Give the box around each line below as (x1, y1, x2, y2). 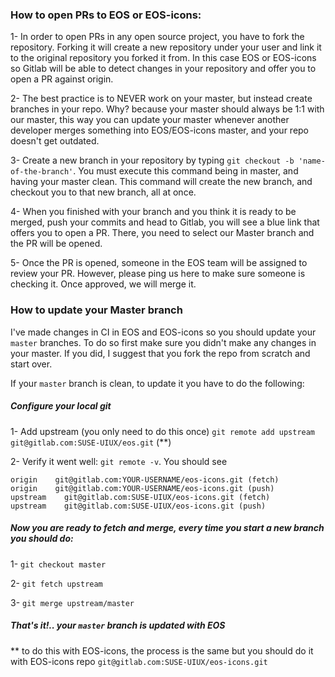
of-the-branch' (10, 167, 74, 177)
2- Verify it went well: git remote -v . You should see (10, 455, 228, 467)
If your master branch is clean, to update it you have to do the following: (10, 377, 305, 389)
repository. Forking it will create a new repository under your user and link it (10, 41, 322, 53)
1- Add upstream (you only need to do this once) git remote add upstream (10, 425, 316, 437)
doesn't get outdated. (10, 135, 100, 147)
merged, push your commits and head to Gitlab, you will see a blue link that (10, 216, 320, 228)
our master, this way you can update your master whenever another (10, 114, 290, 126)
